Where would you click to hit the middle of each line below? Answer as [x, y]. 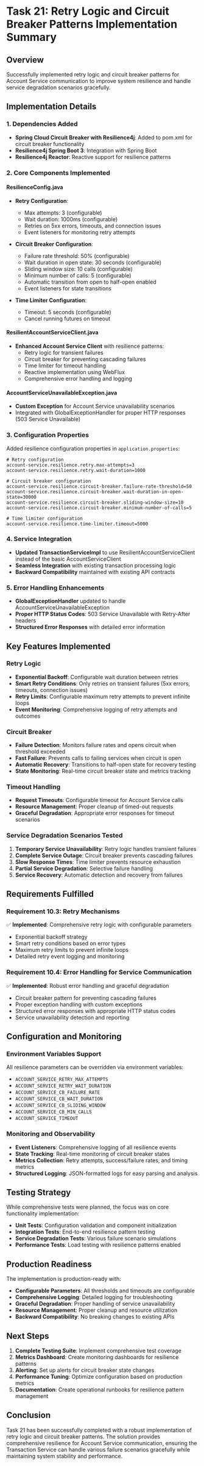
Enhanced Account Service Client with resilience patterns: [90, 346]
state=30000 [21, 497]
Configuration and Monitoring [64, 1037]
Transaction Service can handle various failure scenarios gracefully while [98, 1449]
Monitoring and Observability [51, 1134]
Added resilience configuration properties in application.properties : [93, 448]
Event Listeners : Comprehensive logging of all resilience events [96, 1147]
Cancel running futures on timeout [67, 319]
